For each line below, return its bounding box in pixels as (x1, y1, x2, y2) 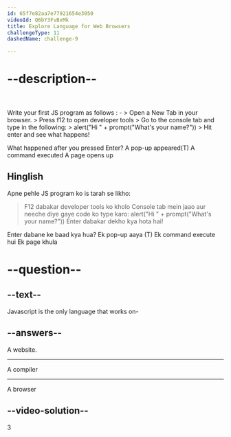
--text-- (7, 289, 41, 301)
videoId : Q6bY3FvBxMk (7, 16, 69, 23)
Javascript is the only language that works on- (7, 307, 139, 315)
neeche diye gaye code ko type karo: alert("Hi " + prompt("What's (23, 210, 212, 218)
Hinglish (7, 171, 43, 183)
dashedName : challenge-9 (7, 36, 78, 43)
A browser (7, 385, 36, 393)
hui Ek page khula (7, 238, 58, 246)
